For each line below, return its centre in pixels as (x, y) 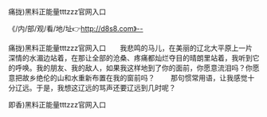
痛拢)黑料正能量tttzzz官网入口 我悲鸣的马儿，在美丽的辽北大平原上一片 (131, 48)
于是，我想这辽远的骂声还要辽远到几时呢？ (106, 88)
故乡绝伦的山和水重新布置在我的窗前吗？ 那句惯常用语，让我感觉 (135, 78)
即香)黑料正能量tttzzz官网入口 (57, 105)
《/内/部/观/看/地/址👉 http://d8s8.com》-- (76, 29)
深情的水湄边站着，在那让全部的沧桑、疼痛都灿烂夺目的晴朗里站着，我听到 (130, 58)
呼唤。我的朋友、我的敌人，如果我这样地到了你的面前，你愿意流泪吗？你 (133, 68)
